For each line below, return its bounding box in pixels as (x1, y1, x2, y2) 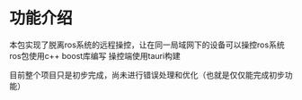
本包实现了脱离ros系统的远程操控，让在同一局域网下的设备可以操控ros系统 (9, 39, 285, 50)
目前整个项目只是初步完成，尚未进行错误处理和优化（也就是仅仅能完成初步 (9, 69, 285, 80)
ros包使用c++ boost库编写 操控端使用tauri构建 (9, 50, 182, 61)
